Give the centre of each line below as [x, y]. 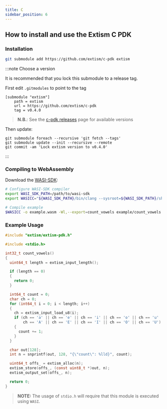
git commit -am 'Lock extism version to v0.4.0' [56, 147]
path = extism [29, 102]
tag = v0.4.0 [28, 110]
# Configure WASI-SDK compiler [38, 189]
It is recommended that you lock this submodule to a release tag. [72, 78]
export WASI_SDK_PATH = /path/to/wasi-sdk [48, 194]
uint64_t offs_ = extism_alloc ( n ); [46, 364]
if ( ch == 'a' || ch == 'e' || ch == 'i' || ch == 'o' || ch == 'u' [86, 318]
